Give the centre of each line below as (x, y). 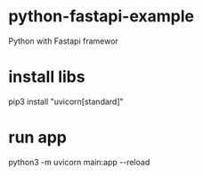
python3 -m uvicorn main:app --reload (79, 162)
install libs (47, 77)
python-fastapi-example (101, 16)
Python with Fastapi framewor (64, 41)
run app (38, 137)
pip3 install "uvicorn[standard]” (66, 101)
